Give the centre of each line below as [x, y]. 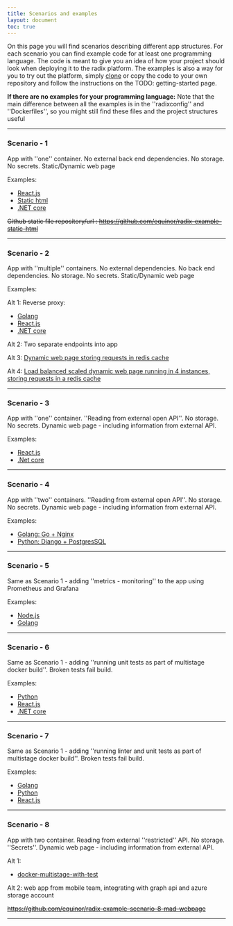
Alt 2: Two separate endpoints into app [62, 344]
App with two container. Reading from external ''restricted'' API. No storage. [116, 840]
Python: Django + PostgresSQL [61, 541]
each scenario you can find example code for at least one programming [110, 54]
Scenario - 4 [28, 485]
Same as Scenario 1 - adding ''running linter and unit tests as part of [104, 751]
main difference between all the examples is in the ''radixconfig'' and [106, 104]
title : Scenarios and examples [52, 14]
